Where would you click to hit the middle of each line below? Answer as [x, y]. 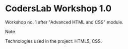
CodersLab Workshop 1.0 [58, 9]
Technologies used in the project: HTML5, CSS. [54, 41]
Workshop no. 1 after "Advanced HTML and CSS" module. [64, 22]
